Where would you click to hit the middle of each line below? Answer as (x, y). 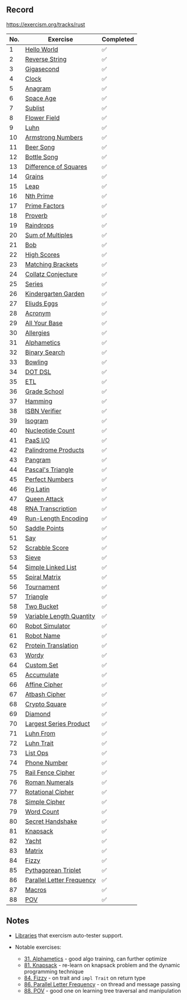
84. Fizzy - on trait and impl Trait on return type (85, 978)
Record (20, 10)
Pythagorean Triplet (53, 870)
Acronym (38, 313)
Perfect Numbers (49, 479)
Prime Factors (45, 206)
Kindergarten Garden (55, 293)
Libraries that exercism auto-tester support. (69, 935)
